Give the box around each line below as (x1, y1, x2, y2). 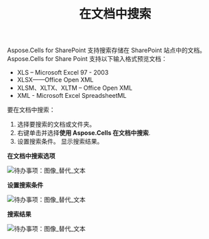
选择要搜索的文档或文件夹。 (16, 121, 96, 129)
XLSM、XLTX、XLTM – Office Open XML (16, 84, 133, 92)
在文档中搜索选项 (7, 152, 56, 160)
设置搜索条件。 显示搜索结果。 (16, 138, 103, 146)
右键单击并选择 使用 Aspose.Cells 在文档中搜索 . (16, 129, 151, 137)
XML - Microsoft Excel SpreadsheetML (16, 92, 127, 100)
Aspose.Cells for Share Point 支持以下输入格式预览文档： (7, 55, 168, 63)
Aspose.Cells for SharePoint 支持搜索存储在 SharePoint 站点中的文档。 (7, 46, 206, 55)
